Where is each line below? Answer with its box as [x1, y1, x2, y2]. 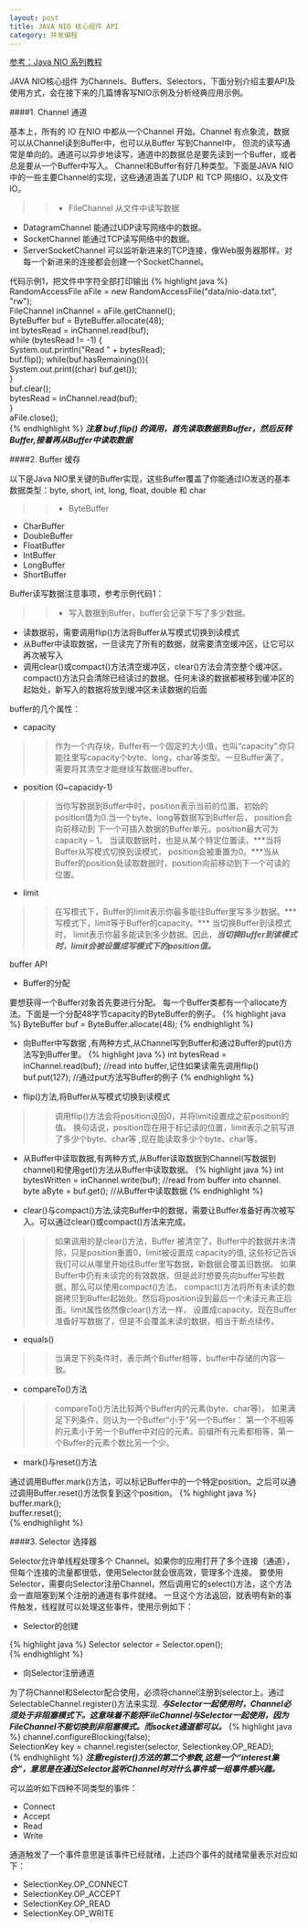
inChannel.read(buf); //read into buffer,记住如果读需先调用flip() [22, 1061, 259, 1072]
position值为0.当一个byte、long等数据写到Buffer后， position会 [54, 812, 292, 823]
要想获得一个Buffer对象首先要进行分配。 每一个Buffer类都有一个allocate [9, 997, 281, 1008]
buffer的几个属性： [9, 704, 80, 715]
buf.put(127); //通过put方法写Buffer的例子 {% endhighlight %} [22, 1072, 254, 1083]
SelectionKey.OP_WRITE [22, 1908, 114, 1919]
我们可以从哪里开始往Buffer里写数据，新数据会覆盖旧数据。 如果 [54, 1258, 297, 1270]
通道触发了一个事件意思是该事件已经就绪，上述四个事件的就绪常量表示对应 [9, 1849, 290, 1860]
